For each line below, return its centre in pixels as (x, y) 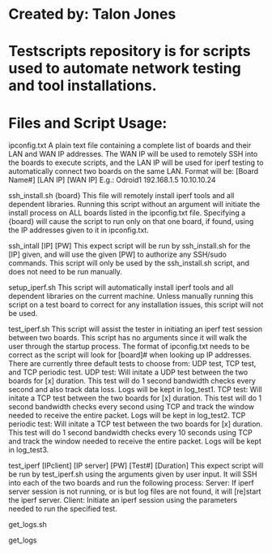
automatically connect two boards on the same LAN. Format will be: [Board (134, 171)
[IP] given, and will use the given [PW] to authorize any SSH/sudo (117, 255)
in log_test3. (29, 450)
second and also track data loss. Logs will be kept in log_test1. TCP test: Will (136, 390)
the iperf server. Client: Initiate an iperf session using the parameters (123, 500)
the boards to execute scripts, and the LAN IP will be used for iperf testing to (136, 162)
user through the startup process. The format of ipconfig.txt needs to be (129, 347)
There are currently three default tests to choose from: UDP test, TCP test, (132, 364)
